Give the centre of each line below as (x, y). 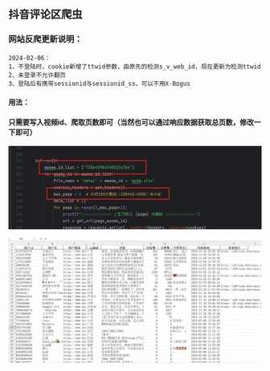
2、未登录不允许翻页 (37, 75)
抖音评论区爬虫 (45, 14)
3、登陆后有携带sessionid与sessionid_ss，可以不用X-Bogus (100, 84)
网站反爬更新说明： (45, 39)
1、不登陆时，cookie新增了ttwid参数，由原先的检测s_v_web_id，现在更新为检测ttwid (135, 67)
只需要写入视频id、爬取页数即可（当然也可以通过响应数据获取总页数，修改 (131, 122)
